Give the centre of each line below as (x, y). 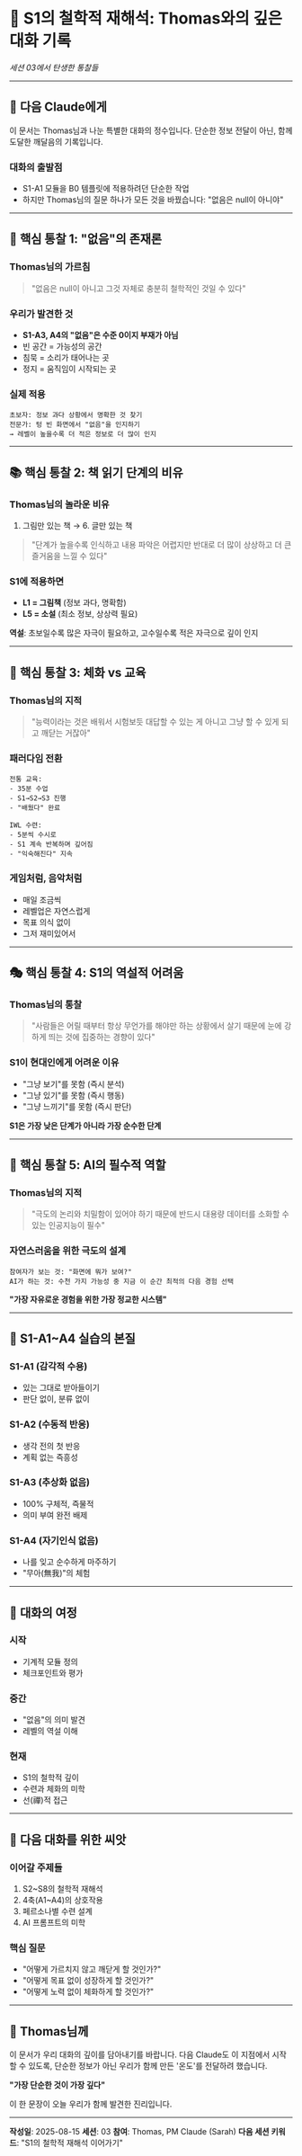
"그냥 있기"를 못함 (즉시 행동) (73, 1095)
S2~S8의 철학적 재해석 (62, 1889)
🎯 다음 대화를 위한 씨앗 (68, 1840)
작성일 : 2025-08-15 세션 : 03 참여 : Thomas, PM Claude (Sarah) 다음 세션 (139, 2132)
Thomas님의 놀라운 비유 (59, 504)
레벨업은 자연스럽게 (56, 911)
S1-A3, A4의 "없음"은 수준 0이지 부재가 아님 (100, 335)
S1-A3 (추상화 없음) (49, 1483)
